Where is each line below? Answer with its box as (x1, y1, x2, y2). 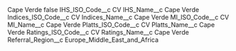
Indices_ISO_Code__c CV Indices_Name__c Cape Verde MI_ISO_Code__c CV (7, 13, 230, 21)
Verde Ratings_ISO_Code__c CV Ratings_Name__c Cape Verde (7, 28, 190, 36)
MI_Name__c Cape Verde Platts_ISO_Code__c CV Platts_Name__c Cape (7, 21, 215, 29)
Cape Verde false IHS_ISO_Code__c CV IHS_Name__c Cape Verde (7, 6, 200, 13)
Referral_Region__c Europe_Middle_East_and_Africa (7, 35, 159, 44)
